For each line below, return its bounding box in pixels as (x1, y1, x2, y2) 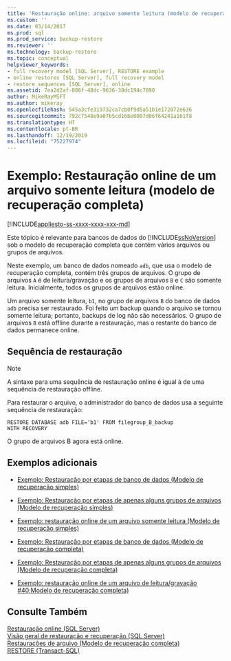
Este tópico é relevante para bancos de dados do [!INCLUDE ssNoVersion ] (7, 234, 217, 242)
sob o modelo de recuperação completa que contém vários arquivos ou (7, 241, 210, 249)
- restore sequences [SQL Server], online (7, 81, 131, 88)
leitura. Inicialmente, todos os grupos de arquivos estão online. (7, 283, 185, 292)
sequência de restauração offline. (7, 385, 102, 393)
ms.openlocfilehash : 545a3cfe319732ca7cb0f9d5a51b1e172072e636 (7, 106, 192, 113)
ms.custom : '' (7, 17, 48, 23)
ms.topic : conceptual (7, 55, 69, 62)
